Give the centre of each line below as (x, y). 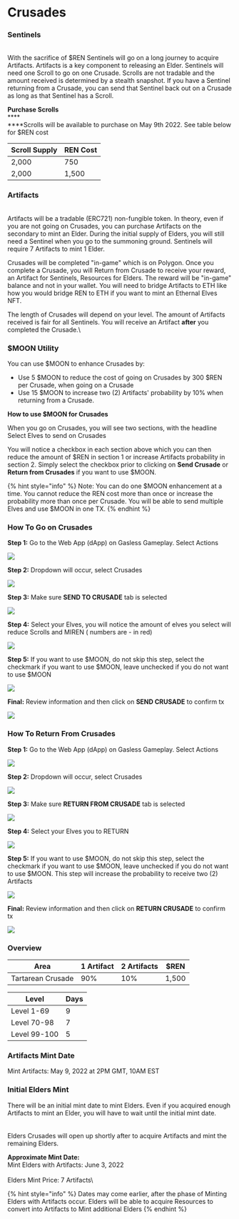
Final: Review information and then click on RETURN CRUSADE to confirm (117, 908)
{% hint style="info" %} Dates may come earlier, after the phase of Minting (117, 1193)
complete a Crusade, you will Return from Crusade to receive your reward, (117, 270)
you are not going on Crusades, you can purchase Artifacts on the (105, 226)
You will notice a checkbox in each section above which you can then (110, 449)
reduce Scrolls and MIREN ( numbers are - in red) (80, 632)
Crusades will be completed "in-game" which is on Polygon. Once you (111, 262)
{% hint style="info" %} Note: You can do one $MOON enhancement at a (115, 486)
